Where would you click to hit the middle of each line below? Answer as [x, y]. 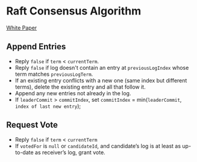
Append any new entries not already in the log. [73, 93]
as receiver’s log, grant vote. [70, 152]
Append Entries [36, 47]
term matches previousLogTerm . [54, 74]
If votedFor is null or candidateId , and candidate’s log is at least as [98, 146]
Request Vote [32, 125]
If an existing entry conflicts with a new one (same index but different [101, 80]
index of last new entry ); [48, 106]
